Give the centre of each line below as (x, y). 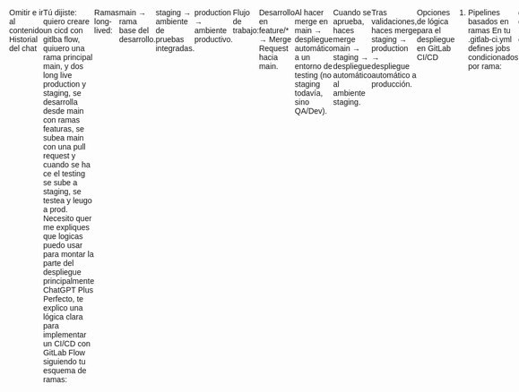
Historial (24, 39)
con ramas (61, 120)
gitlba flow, (61, 39)
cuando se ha (66, 165)
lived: (103, 30)
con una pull (64, 147)
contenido (26, 30)
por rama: (485, 66)
